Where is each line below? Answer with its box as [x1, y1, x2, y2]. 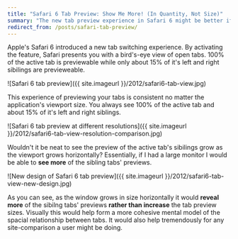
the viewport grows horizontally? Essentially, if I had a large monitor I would [7, 150, 228, 160]
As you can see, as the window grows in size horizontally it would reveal [7, 193, 220, 202]
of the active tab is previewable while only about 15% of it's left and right [7, 58, 220, 67]
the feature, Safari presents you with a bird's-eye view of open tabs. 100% [7, 50, 225, 59]
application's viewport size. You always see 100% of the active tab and [7, 101, 215, 109]
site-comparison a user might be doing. [7, 223, 123, 232]
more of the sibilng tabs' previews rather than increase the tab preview [7, 201, 217, 209]
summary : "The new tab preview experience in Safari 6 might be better [7, 17, 223, 24]
